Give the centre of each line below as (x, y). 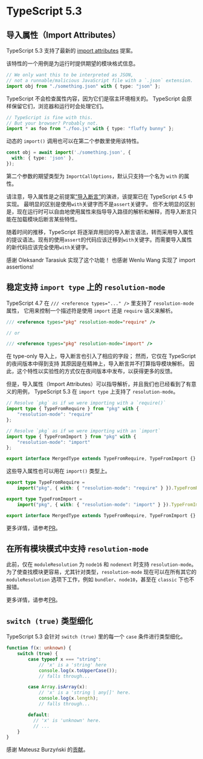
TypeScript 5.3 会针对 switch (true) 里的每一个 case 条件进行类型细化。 (96, 637)
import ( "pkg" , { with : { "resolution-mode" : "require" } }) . (95, 488)
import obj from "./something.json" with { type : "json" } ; (84, 86)
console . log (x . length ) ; (68, 699)
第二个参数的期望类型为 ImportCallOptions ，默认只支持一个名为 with (92, 176)
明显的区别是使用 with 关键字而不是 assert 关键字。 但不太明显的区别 (112, 204)
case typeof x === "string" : (65, 659)
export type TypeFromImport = (44, 499)
